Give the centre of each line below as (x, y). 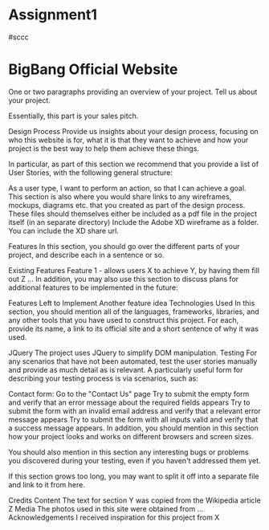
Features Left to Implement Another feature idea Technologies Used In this (132, 303)
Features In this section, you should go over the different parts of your (124, 246)
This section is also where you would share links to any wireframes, (120, 196)
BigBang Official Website (93, 69)
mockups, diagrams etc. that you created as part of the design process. (127, 205)
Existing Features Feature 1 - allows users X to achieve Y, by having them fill (134, 270)
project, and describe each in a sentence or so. (86, 255)
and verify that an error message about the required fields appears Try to (129, 402)
